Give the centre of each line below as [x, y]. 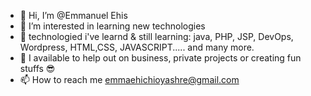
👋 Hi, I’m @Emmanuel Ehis [73, 15]
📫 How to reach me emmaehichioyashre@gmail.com [129, 79]
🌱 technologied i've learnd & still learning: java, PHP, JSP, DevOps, [156, 36]
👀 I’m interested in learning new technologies [112, 26]
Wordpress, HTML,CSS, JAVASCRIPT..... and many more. [137, 47]
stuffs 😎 [37, 68]
